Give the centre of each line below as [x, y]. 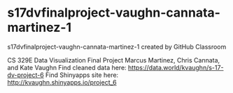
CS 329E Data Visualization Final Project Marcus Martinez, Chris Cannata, [114, 60]
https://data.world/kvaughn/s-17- [176, 67]
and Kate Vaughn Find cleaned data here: [67, 67]
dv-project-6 [26, 75]
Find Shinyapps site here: [82, 75]
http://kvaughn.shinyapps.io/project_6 [62, 82]
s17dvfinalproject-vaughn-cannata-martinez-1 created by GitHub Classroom [117, 46]
